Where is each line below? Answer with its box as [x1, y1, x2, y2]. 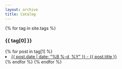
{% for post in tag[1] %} [5, 48, 53, 54]
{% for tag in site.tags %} [5, 25, 56, 31]
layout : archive [5, 7, 38, 12]
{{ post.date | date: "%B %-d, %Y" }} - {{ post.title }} [11, 53, 117, 59]
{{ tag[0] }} [5, 37, 32, 44]
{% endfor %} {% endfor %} [5, 59, 62, 65]
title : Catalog [5, 12, 36, 17]
